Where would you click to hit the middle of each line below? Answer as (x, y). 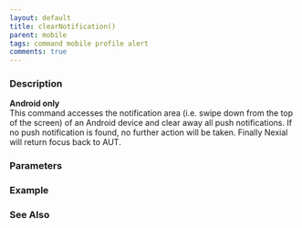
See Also (30, 215)
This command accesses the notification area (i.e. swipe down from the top (151, 113)
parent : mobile (38, 35)
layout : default (40, 18)
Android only (35, 104)
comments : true (38, 52)
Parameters (36, 166)
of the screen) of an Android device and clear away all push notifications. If (151, 123)
